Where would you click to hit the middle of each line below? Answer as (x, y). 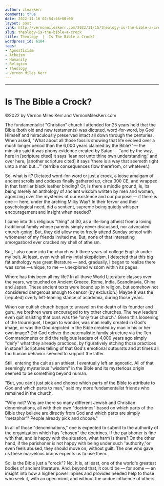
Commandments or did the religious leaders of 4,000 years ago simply (76, 338)
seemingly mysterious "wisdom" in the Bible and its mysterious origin (75, 368)
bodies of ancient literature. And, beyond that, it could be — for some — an (81, 468)
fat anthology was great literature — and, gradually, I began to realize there (81, 262)
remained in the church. (29, 393)
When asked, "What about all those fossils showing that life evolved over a (80, 140)
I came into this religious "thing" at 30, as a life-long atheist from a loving (78, 221)
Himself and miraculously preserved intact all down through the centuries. (80, 135)
